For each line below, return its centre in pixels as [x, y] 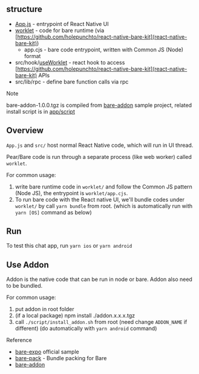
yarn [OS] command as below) [53, 212]
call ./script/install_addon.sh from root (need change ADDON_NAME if [101, 322]
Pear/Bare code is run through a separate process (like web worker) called [99, 156]
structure [24, 9]
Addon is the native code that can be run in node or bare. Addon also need [99, 279]
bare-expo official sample [47, 352]
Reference [19, 340]
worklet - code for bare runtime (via [60, 30]
